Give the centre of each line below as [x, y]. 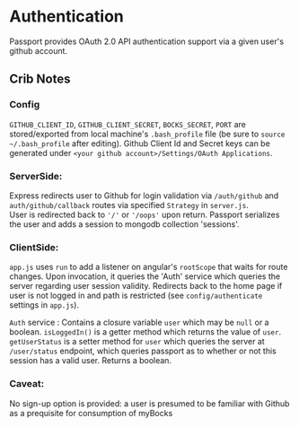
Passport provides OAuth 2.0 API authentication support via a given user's [147, 41]
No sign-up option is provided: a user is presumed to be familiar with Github [149, 403]
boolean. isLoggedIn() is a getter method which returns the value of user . [145, 332]
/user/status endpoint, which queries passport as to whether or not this [143, 351]
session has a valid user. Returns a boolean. [91, 361]
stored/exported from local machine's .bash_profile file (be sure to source [147, 134]
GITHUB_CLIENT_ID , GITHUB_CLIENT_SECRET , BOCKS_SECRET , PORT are [128, 124]
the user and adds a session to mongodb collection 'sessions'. [124, 224]
